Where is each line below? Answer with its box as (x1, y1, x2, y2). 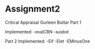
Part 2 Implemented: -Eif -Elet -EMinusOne (5, 38, 90, 44)
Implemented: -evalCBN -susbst (5, 29, 69, 34)
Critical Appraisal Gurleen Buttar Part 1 (5, 19, 81, 25)
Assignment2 (5, 3, 60, 15)
